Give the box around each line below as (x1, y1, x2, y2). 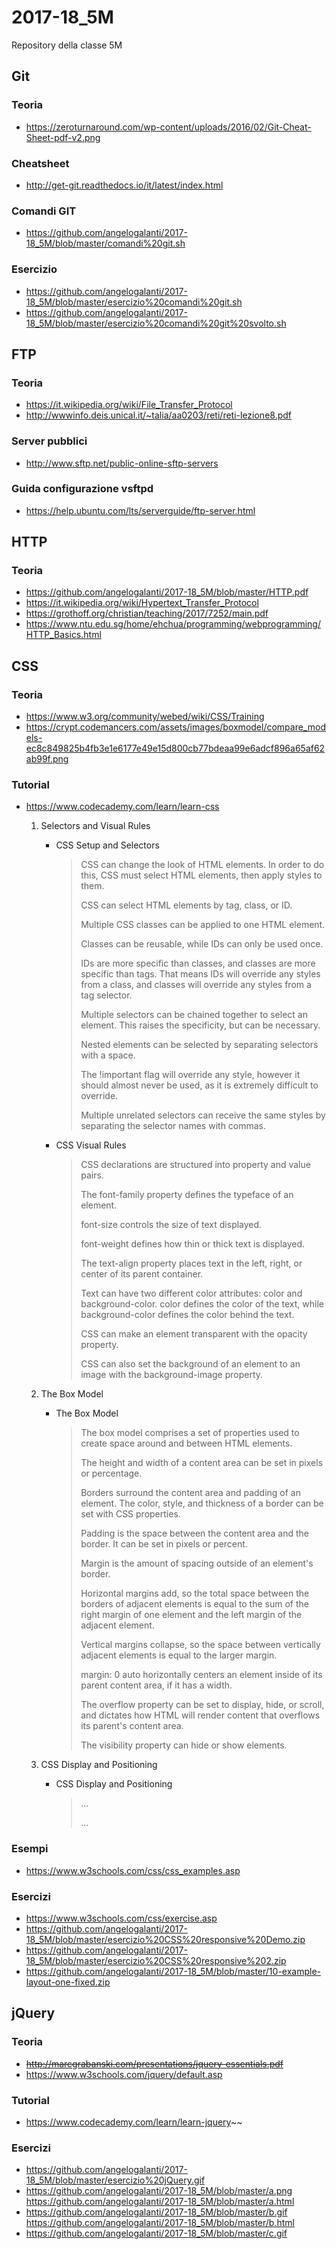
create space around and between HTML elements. (80, 1437, 293, 1450)
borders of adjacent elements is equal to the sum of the (80, 1598, 309, 1610)
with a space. (80, 1049, 136, 1061)
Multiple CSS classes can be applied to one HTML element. (80, 919, 326, 931)
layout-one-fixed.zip (25, 1976, 111, 1988)
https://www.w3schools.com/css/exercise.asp (25, 1912, 218, 1925)
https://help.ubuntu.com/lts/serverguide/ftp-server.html (25, 504, 256, 516)
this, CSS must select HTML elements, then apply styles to (80, 869, 323, 881)
